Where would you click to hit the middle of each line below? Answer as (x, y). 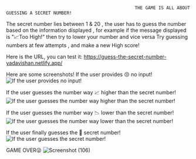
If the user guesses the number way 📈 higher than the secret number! (91, 92)
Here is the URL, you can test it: (44, 57)
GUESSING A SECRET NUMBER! (39, 13)
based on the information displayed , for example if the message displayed (96, 30)
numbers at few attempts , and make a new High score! (73, 45)
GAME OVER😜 (24, 150)
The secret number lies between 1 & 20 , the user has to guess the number (96, 24)
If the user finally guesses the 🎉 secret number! (63, 132)
